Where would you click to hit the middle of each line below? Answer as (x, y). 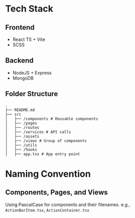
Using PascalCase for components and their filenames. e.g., (68, 204)
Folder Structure (32, 94)
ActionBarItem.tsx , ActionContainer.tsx (47, 210)
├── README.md (20, 110)
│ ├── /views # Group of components (46, 141)
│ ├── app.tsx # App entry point (43, 154)
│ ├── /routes (22, 127)
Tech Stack (29, 9)
